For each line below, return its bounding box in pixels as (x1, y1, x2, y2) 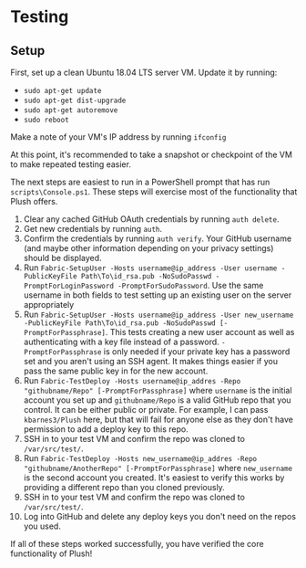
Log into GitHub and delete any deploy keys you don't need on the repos (23, 511, 297, 521)
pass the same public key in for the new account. (23, 365, 209, 376)
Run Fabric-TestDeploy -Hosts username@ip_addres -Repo (23, 375, 241, 385)
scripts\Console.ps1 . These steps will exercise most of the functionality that (10, 186, 298, 197)
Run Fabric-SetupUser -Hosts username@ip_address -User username (23, 262, 278, 273)
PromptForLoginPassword (23, 281, 115, 290)
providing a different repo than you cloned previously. (23, 482, 226, 492)
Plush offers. (10, 196, 58, 206)
